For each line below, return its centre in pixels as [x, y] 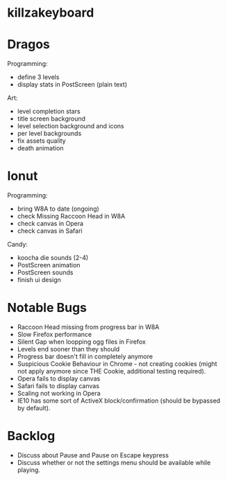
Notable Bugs [47, 308]
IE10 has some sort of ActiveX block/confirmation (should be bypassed [119, 401]
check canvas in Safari [50, 231]
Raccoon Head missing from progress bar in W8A [88, 327]
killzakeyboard [51, 13]
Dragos [29, 45]
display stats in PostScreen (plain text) [72, 85]
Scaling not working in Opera [59, 393]
